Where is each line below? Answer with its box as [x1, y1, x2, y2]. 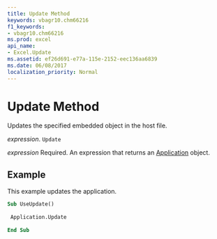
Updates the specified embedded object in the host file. [7, 121, 167, 130]
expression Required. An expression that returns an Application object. [7, 148, 211, 157]
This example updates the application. [7, 187, 117, 196]
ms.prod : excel [7, 36, 52, 43]
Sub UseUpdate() [7, 201, 54, 208]
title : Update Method [7, 10, 70, 17]
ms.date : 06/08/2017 [7, 62, 68, 69]
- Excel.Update [7, 49, 52, 56]
